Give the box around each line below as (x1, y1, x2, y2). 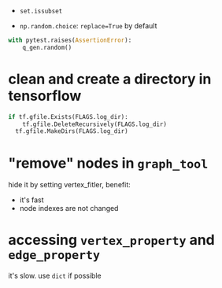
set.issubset (19, 7, 63, 15)
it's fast (19, 195, 45, 205)
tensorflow (8, 87, 82, 105)
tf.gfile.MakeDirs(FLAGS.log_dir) (15, 127, 128, 135)
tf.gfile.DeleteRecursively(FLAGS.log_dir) (22, 120, 168, 128)
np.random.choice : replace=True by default (19, 21, 157, 30)
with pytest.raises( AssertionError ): (8, 36, 132, 44)
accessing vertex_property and (8, 231, 215, 249)
